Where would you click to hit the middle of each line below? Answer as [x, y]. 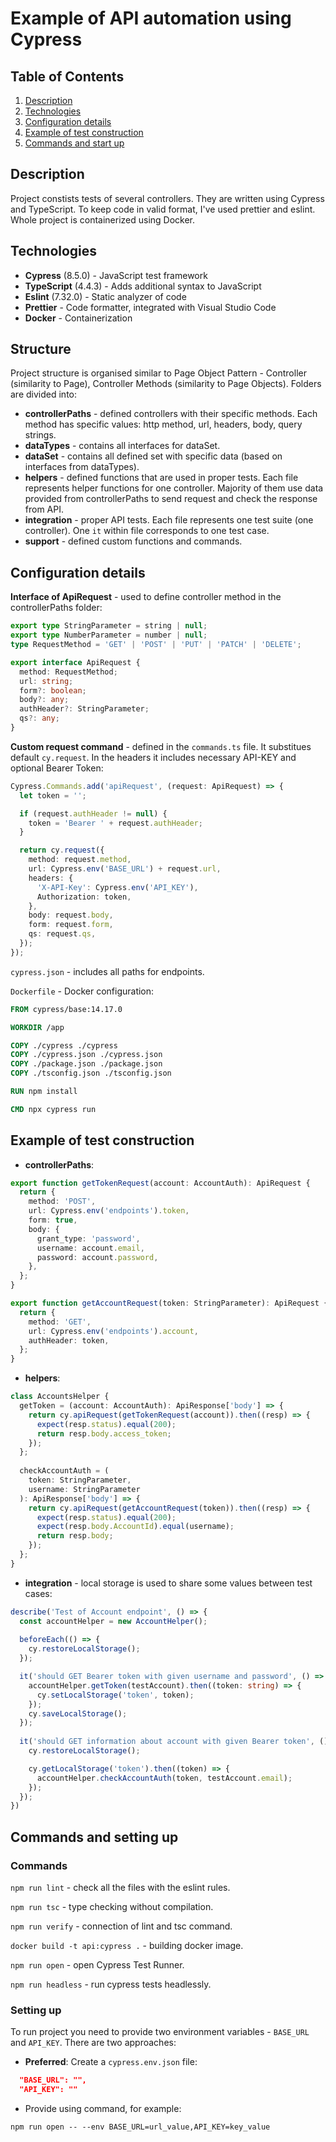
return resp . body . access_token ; [104, 1433]
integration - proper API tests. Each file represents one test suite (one [169, 520]
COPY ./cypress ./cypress [64, 1045]
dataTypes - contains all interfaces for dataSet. [122, 446]
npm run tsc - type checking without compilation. [112, 1906]
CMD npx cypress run [53, 1109]
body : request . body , [71, 915]
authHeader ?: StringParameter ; [84, 709]
